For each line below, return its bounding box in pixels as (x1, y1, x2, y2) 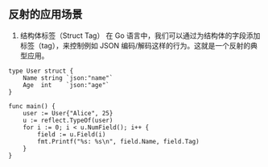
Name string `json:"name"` (23, 73, 113, 82)
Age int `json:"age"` (23, 81, 110, 89)
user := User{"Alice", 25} (23, 109, 113, 117)
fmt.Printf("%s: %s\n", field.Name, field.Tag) (37, 137, 200, 145)
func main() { (8, 102, 56, 111)
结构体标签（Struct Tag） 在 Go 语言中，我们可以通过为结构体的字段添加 (19, 31, 261, 40)
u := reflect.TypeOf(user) (23, 116, 113, 124)
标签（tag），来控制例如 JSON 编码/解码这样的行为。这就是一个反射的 (19, 40, 251, 50)
